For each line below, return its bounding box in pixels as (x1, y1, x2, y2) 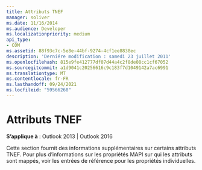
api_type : (6, 37, 31, 43)
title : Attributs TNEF (6, 8, 63, 15)
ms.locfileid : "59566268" (6, 87, 71, 93)
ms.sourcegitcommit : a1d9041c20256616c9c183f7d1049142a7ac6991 (6, 64, 169, 71)
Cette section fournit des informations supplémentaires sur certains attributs (6, 144, 197, 151)
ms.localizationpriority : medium (6, 31, 90, 37)
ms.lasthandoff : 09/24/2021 (6, 82, 77, 88)
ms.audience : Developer (6, 25, 66, 32)
